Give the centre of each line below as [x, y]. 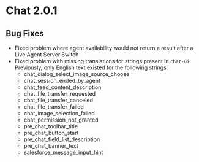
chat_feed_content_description [62, 87]
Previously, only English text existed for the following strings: [91, 67]
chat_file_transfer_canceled [58, 100]
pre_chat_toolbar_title [51, 126]
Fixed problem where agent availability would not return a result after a [104, 48]
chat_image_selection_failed [59, 113]
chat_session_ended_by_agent [62, 81]
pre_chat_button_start [51, 133]
